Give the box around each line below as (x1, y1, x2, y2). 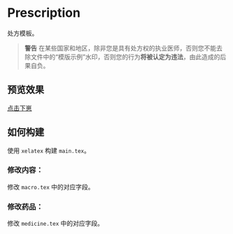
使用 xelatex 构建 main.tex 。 (7, 146, 91, 155)
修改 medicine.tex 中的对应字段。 (7, 219, 104, 228)
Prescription (7, 5, 80, 21)
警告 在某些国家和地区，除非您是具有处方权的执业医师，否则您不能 (24, 43, 217, 52)
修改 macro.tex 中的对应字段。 (7, 182, 94, 191)
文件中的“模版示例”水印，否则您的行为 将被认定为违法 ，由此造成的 (30, 53, 220, 61)
